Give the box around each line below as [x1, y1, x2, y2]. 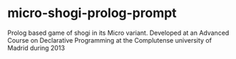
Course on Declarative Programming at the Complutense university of [7, 36, 212, 44]
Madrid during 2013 [7, 43, 66, 52]
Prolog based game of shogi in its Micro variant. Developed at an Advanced [7, 28, 230, 37]
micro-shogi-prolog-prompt [7, 5, 177, 21]
